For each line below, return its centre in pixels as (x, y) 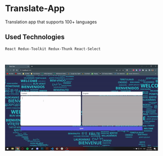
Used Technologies (35, 37)
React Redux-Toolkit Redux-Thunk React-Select (53, 49)
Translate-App (35, 8)
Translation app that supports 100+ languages (51, 22)
